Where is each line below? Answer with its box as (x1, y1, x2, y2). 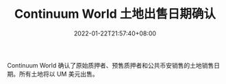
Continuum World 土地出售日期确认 (14, 6, 216, 22)
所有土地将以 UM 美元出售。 (18, 70, 99, 78)
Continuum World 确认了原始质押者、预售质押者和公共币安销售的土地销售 (7, 61, 214, 69)
